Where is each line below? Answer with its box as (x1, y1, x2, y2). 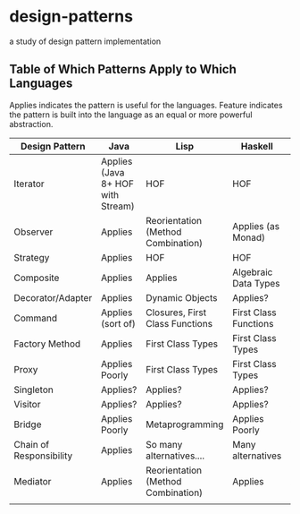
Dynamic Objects (146, 291, 218, 304)
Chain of (13, 438, 50, 450)
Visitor (13, 398, 41, 410)
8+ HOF (101, 177, 134, 190)
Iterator (13, 177, 45, 190)
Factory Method (13, 338, 81, 350)
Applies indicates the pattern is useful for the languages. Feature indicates (9, 99, 283, 110)
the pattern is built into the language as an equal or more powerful (9, 109, 253, 120)
